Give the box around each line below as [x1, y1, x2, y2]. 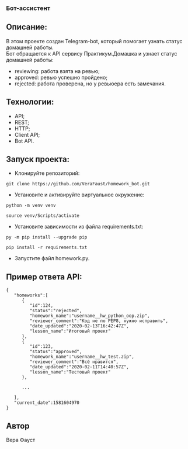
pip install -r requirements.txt [6, 244, 88, 251]
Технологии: [6, 97, 54, 107]
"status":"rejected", [29, 308, 82, 314]
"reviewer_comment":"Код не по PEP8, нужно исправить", [29, 318, 168, 324]
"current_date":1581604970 [13, 400, 80, 406]
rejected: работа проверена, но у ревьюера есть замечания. [14, 80, 166, 87]
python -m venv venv [6, 203, 57, 209]
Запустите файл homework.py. [14, 255, 90, 262]
